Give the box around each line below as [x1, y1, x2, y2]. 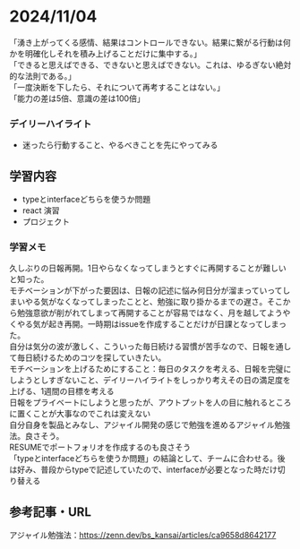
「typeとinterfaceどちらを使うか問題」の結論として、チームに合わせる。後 [9, 453, 286, 464]
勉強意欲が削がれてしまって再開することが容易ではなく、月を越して [16, 307, 267, 319]
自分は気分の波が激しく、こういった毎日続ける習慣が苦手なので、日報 [9, 341, 269, 352]
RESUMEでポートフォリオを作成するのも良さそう [9, 442, 191, 453]
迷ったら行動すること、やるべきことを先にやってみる [21, 140, 219, 150]
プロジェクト [21, 217, 70, 227]
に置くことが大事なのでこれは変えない [9, 408, 150, 419]
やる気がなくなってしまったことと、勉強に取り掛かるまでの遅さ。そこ [24, 296, 284, 307]
